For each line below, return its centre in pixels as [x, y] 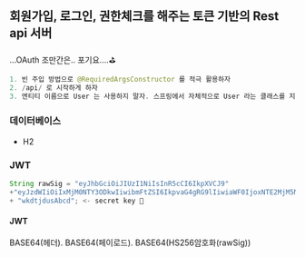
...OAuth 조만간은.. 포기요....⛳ [63, 59]
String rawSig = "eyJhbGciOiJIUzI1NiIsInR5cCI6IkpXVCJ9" [119, 184]
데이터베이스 [35, 121]
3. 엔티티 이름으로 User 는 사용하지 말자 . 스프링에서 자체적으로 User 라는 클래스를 [148, 96]
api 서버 [31, 33]
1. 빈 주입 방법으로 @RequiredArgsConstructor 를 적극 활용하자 [120, 79]
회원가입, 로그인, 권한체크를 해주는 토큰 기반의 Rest [144, 16]
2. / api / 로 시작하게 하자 [54, 88]
